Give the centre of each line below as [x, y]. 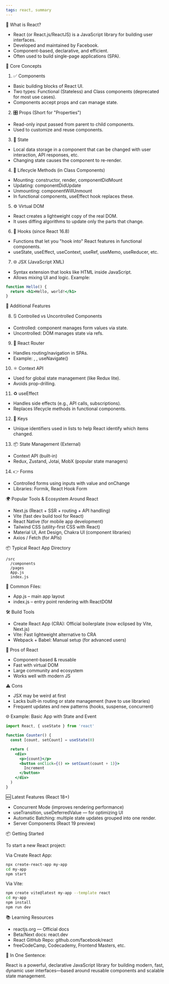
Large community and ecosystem [48, 671]
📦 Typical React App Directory [38, 548]
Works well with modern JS [42, 676]
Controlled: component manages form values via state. [71, 328]
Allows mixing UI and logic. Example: [52, 277]
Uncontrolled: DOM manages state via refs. [58, 333]
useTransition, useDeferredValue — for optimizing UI [68, 812]
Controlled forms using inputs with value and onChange [71, 483]
